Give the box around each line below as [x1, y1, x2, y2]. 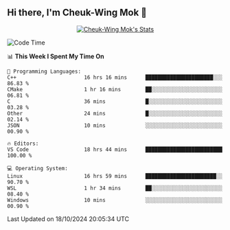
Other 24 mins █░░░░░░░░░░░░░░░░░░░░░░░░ [7, 110, 223, 117]
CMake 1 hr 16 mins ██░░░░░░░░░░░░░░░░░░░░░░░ [7, 86, 223, 93]
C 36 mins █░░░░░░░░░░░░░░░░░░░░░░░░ [7, 97, 223, 105]
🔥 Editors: [7, 140, 39, 147]
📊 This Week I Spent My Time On [7, 52, 104, 60]
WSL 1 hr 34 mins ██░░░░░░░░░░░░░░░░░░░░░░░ [7, 185, 223, 192]
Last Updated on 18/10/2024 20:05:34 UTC [7, 214, 129, 223]
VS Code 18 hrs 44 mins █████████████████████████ [7, 146, 223, 153]
